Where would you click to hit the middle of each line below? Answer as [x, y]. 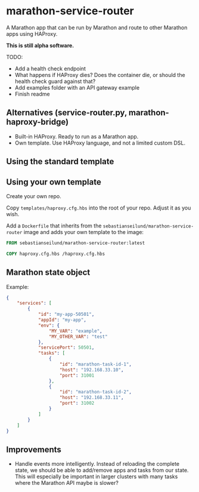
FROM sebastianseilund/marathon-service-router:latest [76, 243]
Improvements [34, 449]
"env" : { [49, 325]
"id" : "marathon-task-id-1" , [96, 365]
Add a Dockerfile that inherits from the [54, 226]
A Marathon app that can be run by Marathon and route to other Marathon [97, 27]
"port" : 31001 [77, 375]
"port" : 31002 [77, 403]
